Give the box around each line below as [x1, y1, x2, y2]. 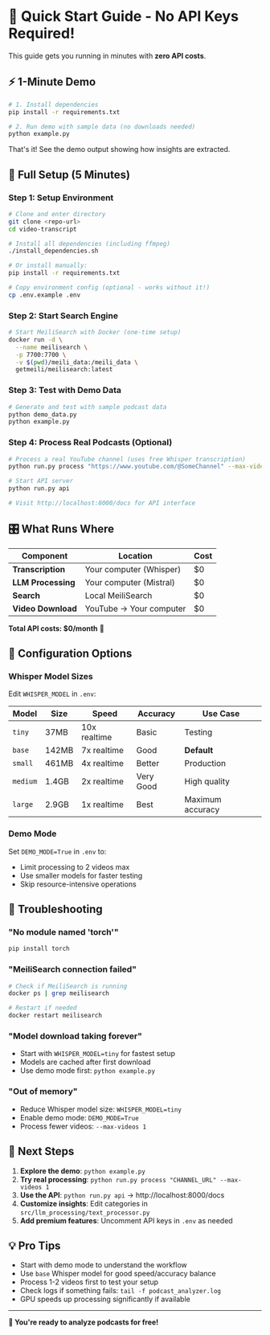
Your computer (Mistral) [84, 576, 175, 588]
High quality [184, 776, 231, 787]
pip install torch [8, 944, 70, 953]
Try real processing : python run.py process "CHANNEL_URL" [19, 1174, 217, 1184]
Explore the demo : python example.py [19, 1165, 146, 1176]
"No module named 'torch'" [8, 927, 119, 938]
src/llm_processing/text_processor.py [19, 1209, 150, 1217]
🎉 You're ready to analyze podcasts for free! [8, 1317, 159, 1327]
